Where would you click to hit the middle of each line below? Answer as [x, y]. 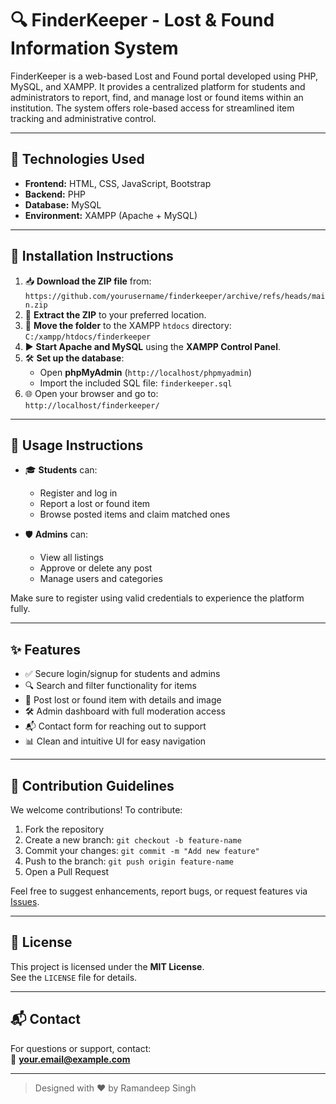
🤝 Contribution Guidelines [92, 785]
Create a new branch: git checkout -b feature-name [133, 840]
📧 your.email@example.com [70, 1059]
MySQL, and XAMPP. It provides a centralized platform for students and [158, 86]
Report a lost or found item [95, 504]
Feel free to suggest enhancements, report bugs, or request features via [159, 891]
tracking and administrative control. [83, 118]
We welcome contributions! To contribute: [96, 810]
